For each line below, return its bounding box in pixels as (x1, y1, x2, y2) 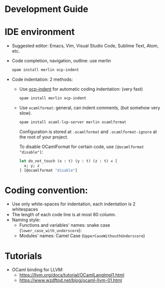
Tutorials (4, 250, 42, 262)
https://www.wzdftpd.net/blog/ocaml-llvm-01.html (19, 278, 122, 284)
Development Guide (4, 3, 88, 15)
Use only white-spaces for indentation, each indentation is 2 (11, 201, 136, 207)
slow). (19, 110, 32, 116)
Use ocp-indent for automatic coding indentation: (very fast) (19, 86, 143, 92)
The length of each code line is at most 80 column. (11, 212, 116, 218)
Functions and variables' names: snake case (19, 222, 110, 228)
